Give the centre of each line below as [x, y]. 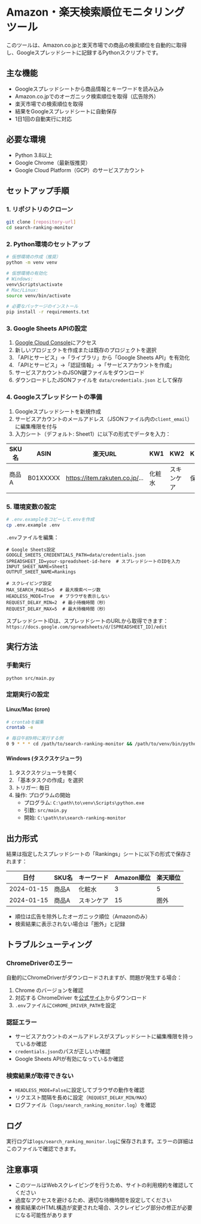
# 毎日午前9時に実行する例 [35, 738]
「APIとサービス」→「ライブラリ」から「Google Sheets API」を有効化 [102, 358]
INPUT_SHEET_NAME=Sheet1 [37, 566]
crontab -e [20, 728]
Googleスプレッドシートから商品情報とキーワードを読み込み [89, 89]
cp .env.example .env [33, 525]
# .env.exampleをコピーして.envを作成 [50, 520]
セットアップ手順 [38, 190]
